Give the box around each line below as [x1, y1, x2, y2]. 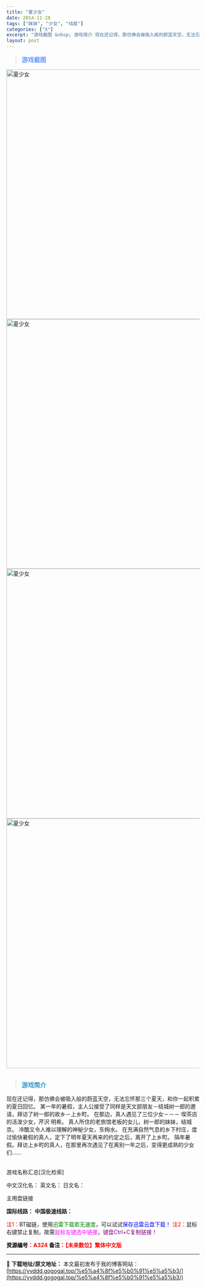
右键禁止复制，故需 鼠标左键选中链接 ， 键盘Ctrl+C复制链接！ [6, 1229, 158, 1235]
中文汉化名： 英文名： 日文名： [6, 1181, 85, 1189]
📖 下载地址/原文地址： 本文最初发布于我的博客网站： [6, 1261, 139, 1267]
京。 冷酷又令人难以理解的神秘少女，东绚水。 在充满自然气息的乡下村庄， [6, 1126, 192, 1133]
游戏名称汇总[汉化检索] [6, 1168, 64, 1176]
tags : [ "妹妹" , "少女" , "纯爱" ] [6, 20, 84, 26]
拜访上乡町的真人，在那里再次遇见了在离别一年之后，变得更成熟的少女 [17, 1141, 194, 1148]
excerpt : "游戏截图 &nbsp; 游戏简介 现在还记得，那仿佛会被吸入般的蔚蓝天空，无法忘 [6, 32, 200, 38]
